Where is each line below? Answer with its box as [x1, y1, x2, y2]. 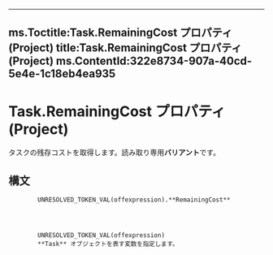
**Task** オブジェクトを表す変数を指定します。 [37, 240, 179, 249]
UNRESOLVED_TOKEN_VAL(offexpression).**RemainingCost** [37, 196, 231, 204]
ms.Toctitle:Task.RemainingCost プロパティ [8, 26, 233, 40]
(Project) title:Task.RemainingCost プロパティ [8, 41, 242, 55]
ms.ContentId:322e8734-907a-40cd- [55, 54, 253, 68]
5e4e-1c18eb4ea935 [8, 67, 116, 81]
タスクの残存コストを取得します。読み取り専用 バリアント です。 [8, 148, 221, 158]
